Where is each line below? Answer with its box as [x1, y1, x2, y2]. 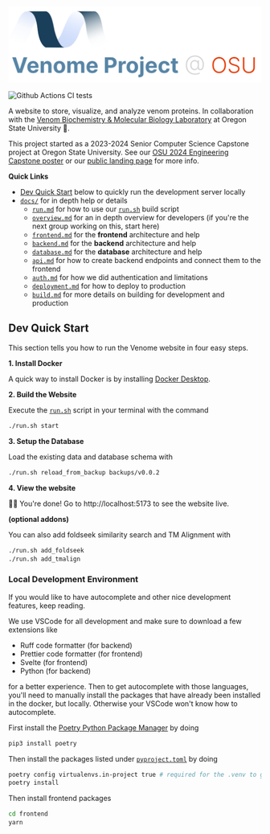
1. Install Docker [8, 358, 63, 368]
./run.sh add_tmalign [8, 555, 81, 563]
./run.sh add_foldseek [8, 546, 84, 554]
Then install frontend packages [8, 794, 112, 803]
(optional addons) [8, 514, 70, 524]
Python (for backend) [19, 666, 91, 676]
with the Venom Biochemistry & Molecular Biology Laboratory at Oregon [8, 115, 247, 125]
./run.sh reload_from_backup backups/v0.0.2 [8, 468, 160, 476]
